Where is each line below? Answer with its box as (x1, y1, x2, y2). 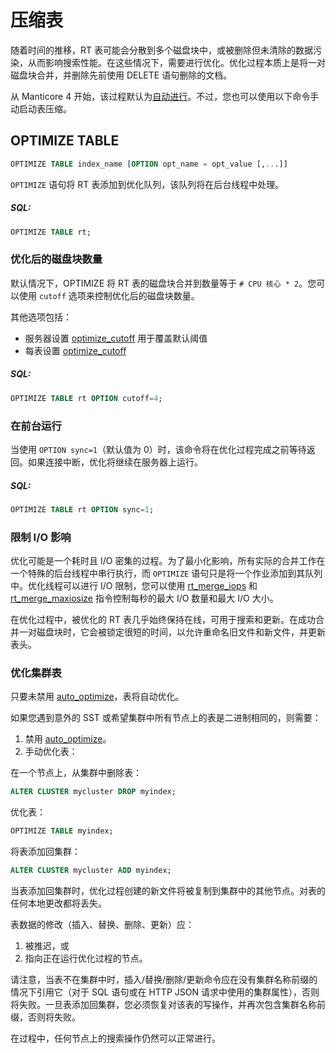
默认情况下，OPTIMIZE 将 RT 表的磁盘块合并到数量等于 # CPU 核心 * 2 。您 (10, 277, 317, 289)
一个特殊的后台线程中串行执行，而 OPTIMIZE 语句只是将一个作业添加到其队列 (10, 567, 323, 580)
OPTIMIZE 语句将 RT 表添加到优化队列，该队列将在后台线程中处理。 (10, 178, 285, 190)
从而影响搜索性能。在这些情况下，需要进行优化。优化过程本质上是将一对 (27, 56, 326, 68)
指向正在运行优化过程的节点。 (24, 952, 148, 964)
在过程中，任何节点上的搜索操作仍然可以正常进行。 (10, 1032, 221, 1044)
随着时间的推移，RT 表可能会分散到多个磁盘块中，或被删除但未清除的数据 (10, 44, 313, 56)
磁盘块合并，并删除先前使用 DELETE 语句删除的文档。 (10, 69, 233, 81)
